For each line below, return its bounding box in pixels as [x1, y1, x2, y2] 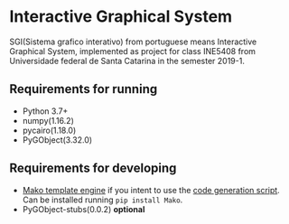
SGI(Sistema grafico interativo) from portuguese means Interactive [9, 36, 257, 47]
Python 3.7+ [22, 106, 69, 117]
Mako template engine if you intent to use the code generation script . [22, 184, 280, 195]
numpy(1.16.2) [22, 115, 74, 126]
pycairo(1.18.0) [22, 125, 77, 135]
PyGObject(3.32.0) [22, 134, 93, 145]
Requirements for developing [9, 161, 177, 176]
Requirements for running [9, 81, 158, 97]
